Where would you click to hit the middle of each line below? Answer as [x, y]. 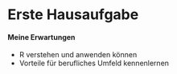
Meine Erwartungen [41, 37]
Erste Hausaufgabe [73, 15]
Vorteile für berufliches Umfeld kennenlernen [94, 63]
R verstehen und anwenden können [78, 55]
